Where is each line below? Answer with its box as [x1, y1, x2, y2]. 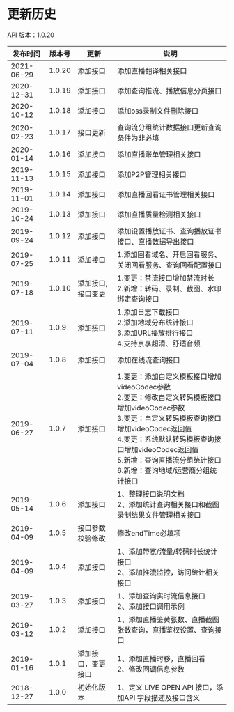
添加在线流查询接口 [117, 355, 180, 364]
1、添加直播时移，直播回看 [117, 653, 205, 663]
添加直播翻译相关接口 [117, 65, 187, 75]
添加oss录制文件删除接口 [117, 106, 198, 116]
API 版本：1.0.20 [7, 31, 54, 39]
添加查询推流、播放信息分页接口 [117, 86, 222, 95]
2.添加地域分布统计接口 [117, 318, 194, 327]
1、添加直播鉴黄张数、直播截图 [117, 614, 219, 624]
